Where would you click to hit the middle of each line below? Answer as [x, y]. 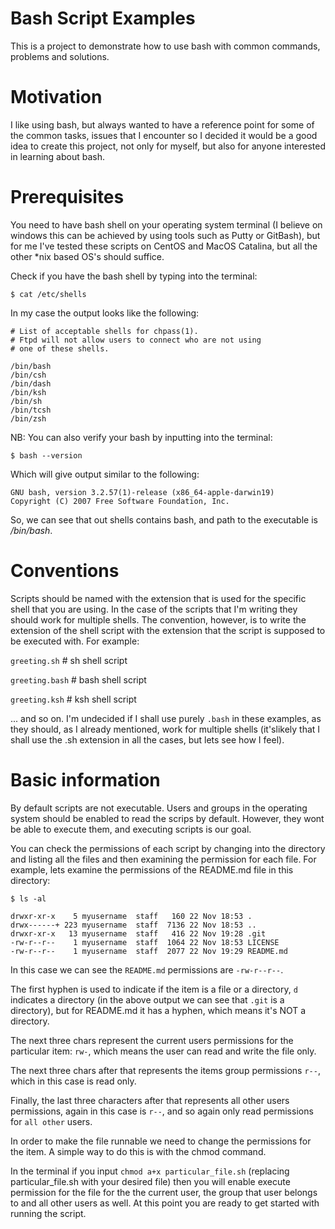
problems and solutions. [60, 56]
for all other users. [51, 1121]
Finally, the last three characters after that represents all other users [150, 1100]
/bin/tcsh [31, 410]
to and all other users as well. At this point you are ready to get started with [165, 1203]
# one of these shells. [60, 348]
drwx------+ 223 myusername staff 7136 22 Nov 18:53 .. [133, 925]
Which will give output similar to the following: [105, 474]
